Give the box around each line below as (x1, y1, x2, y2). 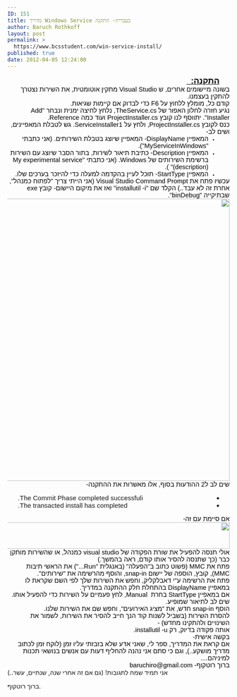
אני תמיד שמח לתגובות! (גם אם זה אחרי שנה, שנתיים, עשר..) (7, 668, 168, 677)
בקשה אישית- (193, 633, 230, 641)
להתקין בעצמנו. (187, 92, 230, 100)
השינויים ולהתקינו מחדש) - (157, 619, 230, 626)
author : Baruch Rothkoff (7, 23, 80, 30)
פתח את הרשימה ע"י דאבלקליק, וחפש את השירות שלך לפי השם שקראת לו (25, 576, 230, 584)
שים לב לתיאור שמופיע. (165, 598, 230, 605)
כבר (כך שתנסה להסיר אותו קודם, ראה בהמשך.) (97, 555, 230, 563)
